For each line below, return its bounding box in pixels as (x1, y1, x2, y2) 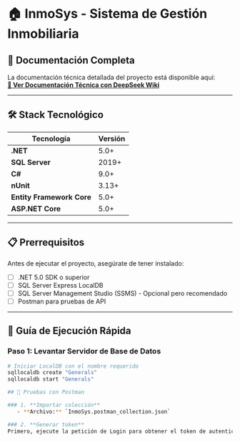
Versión (98, 134, 126, 144)
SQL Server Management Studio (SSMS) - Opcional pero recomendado (17, 288, 228, 297)
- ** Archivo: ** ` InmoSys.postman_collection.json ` (16, 408, 171, 415)
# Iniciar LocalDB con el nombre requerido (7, 362, 139, 370)
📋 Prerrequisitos (7, 236, 85, 248)
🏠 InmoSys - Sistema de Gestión (7, 6, 208, 22)
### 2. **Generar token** (7, 421, 84, 428)
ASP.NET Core (11, 204, 61, 214)
